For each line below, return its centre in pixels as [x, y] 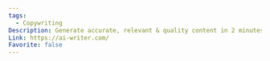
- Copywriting [39, 23]
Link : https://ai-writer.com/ [59, 38]
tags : [17, 15]
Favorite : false [35, 45]
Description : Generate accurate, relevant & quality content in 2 [122, 30]
